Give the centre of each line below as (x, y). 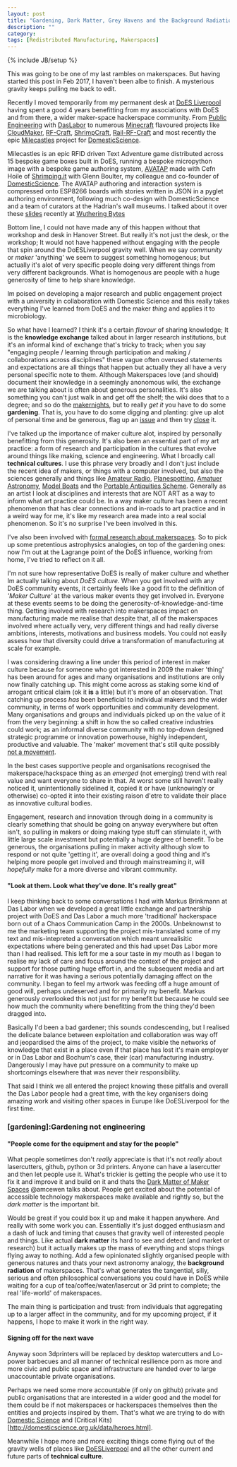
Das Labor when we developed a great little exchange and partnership (109, 909)
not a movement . (32, 752)
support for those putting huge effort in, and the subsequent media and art (116, 969)
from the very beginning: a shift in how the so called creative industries (110, 722)
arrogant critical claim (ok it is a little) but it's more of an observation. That (115, 692)
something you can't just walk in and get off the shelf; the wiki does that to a (118, 397)
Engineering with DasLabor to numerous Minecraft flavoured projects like (114, 125)
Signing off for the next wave (50, 1338)
